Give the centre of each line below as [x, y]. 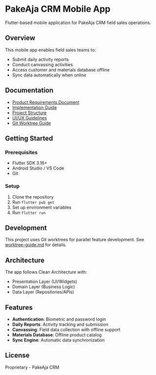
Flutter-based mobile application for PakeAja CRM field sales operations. [78, 23]
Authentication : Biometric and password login [59, 319]
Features [19, 307]
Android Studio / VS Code [38, 168]
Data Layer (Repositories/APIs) [43, 292]
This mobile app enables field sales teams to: [51, 50]
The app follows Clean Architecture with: [46, 272]
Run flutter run [29, 212]
